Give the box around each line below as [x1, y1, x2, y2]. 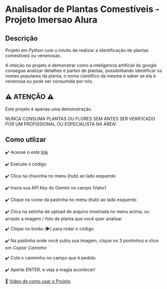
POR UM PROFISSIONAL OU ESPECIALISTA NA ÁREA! [5, 121, 116, 127]
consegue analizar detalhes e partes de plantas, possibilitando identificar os [5, 67, 162, 73]
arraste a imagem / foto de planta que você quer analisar [5, 215, 122, 221]
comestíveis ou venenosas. [5, 52, 61, 58]
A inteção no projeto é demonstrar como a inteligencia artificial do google [5, 62, 157, 68]
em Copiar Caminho [5, 244, 47, 250]
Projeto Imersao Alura [5, 14, 97, 25]
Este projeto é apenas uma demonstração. [5, 106, 92, 112]
